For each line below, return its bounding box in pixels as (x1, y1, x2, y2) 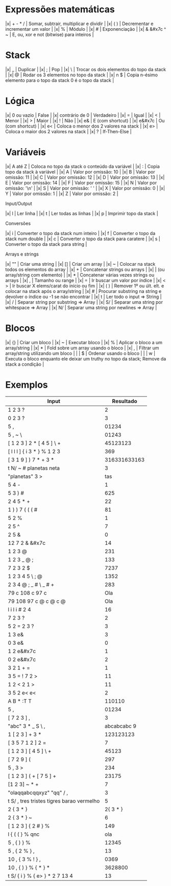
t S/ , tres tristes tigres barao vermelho (8, 797, 100, 805)
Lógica (5, 95, 35, 107)
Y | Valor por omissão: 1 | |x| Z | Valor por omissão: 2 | (5, 191, 118, 197)
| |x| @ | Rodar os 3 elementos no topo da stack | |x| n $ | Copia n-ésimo (5, 72, 158, 78)
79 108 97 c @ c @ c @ (8, 598, 66, 605)
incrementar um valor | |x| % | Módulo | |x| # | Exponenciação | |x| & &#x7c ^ (5, 26, 166, 32)
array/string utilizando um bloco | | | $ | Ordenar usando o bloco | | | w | (5, 350, 156, 356)
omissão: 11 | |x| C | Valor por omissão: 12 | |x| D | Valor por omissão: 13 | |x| (5, 174, 165, 180)
